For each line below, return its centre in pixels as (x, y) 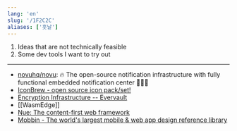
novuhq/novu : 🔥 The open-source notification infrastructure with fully (119, 75)
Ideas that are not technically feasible (72, 47)
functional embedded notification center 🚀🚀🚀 (83, 82)
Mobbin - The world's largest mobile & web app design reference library (122, 120)
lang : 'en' (23, 14)
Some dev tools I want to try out (64, 54)
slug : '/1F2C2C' (31, 20)
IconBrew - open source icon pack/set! (74, 90)
